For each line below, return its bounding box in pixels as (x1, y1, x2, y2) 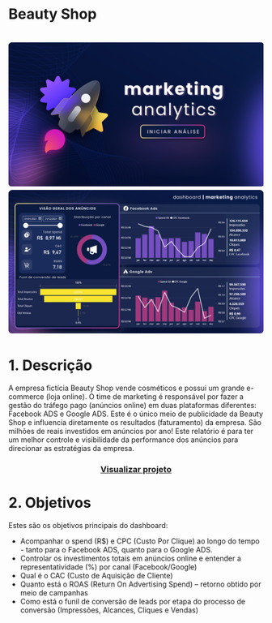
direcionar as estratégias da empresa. (8, 443, 135, 453)
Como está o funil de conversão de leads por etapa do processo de (19, 596, 245, 606)
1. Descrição (8, 356, 93, 375)
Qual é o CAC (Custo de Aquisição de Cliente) (19, 570, 173, 580)
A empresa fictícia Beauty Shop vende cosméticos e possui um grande (8, 383, 245, 393)
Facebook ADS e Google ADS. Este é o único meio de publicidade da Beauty (8, 409, 263, 419)
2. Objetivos (8, 493, 91, 512)
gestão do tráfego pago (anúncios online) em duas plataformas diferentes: (8, 400, 257, 410)
